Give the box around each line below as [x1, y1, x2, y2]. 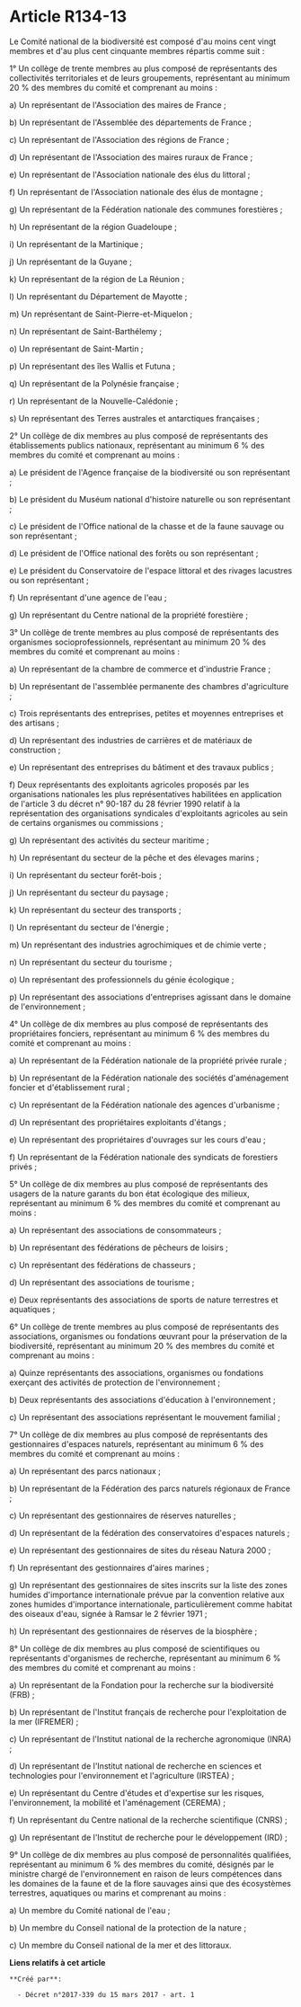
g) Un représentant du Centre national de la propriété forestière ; [9, 609, 249, 620]
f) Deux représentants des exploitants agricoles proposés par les [9, 779, 250, 790]
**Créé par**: [9, 1975, 63, 1984]
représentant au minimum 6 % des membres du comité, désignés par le [9, 1859, 274, 1869]
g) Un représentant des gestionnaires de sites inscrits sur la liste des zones [9, 1579, 288, 1590]
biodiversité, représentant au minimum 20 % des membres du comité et [9, 1340, 275, 1351]
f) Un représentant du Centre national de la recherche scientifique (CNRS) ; [9, 1814, 288, 1825]
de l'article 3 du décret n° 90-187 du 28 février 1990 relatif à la [9, 798, 241, 809]
